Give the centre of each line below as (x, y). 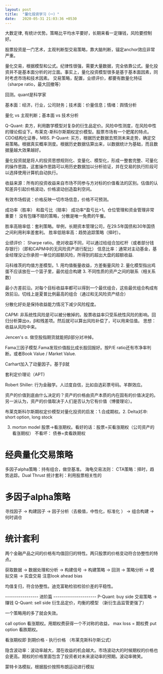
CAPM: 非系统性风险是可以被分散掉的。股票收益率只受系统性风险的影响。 (78, 315)
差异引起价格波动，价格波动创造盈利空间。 (52, 189)
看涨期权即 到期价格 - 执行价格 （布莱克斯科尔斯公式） (59, 640)
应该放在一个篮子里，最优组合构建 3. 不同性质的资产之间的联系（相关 (82, 272)
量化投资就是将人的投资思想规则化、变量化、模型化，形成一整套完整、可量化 (81, 160)
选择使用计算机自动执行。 (35, 173)
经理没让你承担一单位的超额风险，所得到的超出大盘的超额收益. (72, 255)
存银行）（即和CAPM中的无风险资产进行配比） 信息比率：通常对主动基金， (79, 249)
